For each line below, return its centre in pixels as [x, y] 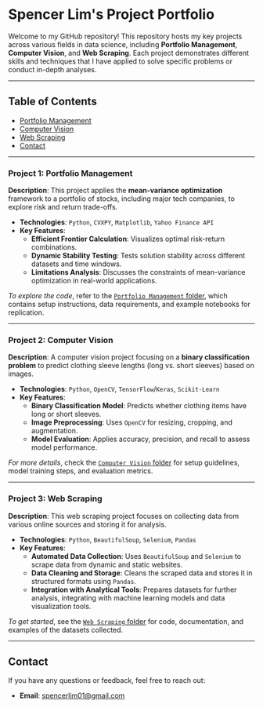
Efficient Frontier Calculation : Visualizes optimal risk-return [128, 239]
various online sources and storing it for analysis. [87, 524]
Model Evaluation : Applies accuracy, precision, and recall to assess [141, 439]
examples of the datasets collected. [66, 630]
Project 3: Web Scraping [56, 498]
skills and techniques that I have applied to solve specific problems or [121, 61]
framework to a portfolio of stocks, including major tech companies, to [121, 199]
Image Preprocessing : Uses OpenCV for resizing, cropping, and [132, 422]
